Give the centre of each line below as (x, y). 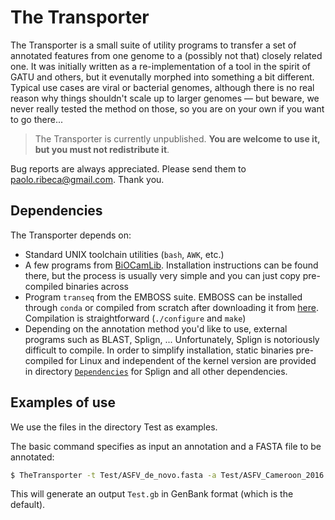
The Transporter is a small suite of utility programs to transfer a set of (153, 45)
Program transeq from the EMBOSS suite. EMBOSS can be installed (163, 297)
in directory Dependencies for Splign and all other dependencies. (156, 371)
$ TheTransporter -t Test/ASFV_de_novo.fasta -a (113, 475)
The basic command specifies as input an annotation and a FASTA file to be (166, 446)
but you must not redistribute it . (102, 149)
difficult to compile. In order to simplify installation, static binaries (159, 350)
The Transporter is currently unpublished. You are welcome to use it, (177, 138)
